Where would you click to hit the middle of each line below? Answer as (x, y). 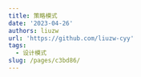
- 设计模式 (31, 53)
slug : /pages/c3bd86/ (44, 61)
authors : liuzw (34, 30)
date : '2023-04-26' (41, 23)
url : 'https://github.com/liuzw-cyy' (71, 38)
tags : (17, 46)
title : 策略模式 (33, 16)
